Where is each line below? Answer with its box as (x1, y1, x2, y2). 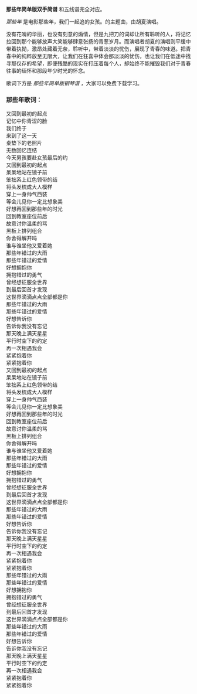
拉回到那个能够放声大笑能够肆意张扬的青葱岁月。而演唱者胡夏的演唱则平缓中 (6, 38, 191, 45)
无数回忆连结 (6, 147, 37, 154)
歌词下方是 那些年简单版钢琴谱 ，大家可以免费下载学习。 (6, 80, 142, 87)
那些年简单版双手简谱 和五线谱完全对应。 (6, 6, 106, 12)
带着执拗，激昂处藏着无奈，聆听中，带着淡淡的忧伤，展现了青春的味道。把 (6, 45, 186, 52)
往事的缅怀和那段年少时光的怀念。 (6, 67, 89, 74)
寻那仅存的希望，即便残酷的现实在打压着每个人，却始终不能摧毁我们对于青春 (6, 60, 191, 67)
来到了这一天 (6, 132, 37, 140)
